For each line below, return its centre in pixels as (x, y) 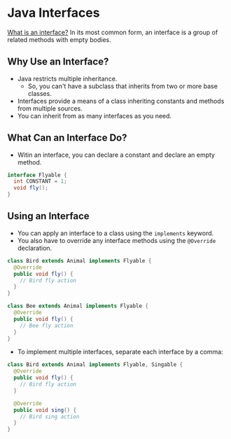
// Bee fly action (47, 326)
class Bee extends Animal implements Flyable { (78, 306)
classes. (40, 93)
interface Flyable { (37, 175)
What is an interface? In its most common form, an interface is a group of (113, 32)
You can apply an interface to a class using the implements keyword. (115, 233)
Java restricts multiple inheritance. (67, 78)
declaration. (35, 248)
